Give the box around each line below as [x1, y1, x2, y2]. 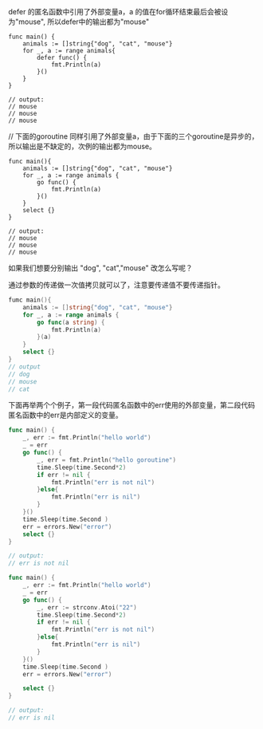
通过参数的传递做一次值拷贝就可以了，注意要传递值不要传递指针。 [8, 280, 225, 290]
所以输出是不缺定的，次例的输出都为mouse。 [8, 142, 157, 151]
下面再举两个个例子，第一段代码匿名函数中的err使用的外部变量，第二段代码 [8, 400, 255, 410]
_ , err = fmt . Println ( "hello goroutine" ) [37, 455, 177, 464]
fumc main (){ [8, 296, 52, 304]
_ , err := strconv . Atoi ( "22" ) [37, 603, 137, 612]
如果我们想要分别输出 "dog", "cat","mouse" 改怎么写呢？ [8, 263, 193, 273]
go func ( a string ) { [37, 318, 105, 326]
